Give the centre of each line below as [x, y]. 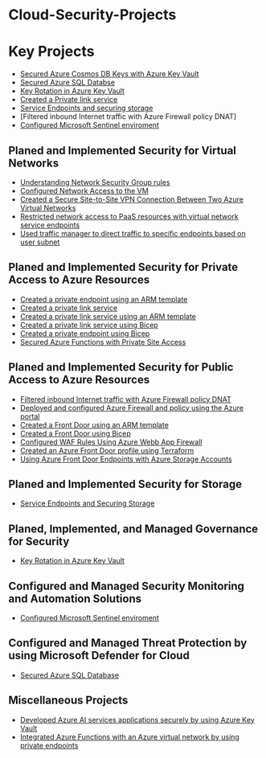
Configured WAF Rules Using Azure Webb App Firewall [111, 442]
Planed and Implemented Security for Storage [125, 484]
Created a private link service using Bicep [89, 325]
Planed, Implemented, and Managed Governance [133, 529]
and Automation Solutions [75, 598]
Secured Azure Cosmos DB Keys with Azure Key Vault [109, 74]
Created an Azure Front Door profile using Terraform [107, 450]
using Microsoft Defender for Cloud [99, 656]
